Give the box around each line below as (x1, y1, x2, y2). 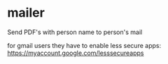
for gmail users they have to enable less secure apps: (7, 41, 162, 49)
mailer (7, 5, 45, 21)
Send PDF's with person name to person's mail (7, 28, 143, 36)
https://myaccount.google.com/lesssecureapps (7, 49, 144, 57)
